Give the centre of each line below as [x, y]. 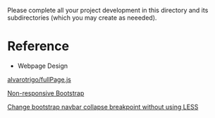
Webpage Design [43, 66]
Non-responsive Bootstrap [46, 93]
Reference [38, 46]
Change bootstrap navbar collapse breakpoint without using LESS [103, 107]
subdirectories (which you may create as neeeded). [82, 18]
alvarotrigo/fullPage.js [39, 79]
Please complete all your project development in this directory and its [108, 10]
